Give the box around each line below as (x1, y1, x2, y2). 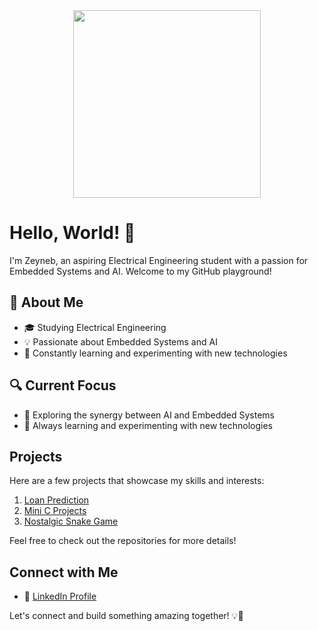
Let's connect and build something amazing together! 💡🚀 (9, 610, 244, 622)
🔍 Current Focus (9, 377, 117, 394)
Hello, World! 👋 (9, 222, 136, 244)
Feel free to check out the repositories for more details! (9, 535, 237, 547)
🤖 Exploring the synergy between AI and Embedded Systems (23, 409, 275, 421)
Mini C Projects (23, 505, 87, 517)
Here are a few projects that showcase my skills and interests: (9, 475, 265, 487)
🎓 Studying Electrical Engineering (23, 321, 167, 333)
